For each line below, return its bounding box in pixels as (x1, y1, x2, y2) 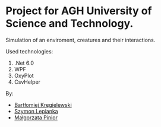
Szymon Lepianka (14, 107, 58, 115)
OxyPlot (14, 72, 34, 79)
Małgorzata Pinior (14, 114, 58, 121)
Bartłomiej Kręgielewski (14, 101, 72, 108)
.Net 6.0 (14, 59, 34, 66)
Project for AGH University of (5, 4, 152, 18)
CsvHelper (14, 78, 41, 85)
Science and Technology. (5, 17, 134, 30)
